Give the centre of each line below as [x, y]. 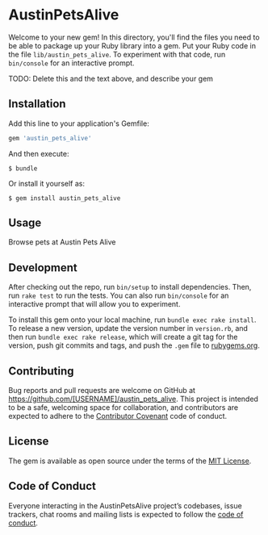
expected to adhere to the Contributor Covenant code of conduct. [118, 416]
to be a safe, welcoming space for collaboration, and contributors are [124, 408]
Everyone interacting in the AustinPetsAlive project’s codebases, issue [125, 505]
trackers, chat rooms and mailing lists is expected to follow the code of [126, 514]
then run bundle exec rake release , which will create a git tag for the [123, 337]
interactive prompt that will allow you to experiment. [94, 304]
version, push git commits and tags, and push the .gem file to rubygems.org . [134, 345]
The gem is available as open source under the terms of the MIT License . [130, 461]
